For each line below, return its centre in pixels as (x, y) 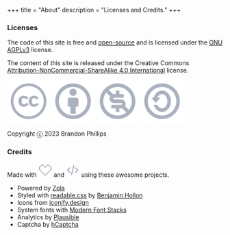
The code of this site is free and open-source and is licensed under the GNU (115, 42)
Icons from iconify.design (53, 202)
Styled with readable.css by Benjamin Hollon (80, 195)
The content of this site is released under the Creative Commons (98, 63)
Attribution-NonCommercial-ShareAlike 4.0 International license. (98, 71)
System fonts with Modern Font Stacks (72, 210)
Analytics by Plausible (48, 217)
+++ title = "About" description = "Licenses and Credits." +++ (94, 10)
